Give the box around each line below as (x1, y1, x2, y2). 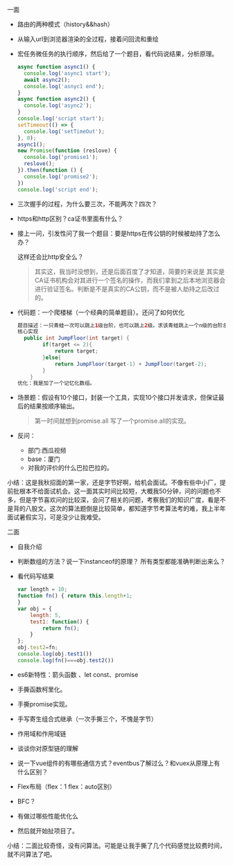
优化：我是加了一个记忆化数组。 (17, 380, 96, 387)
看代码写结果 (17, 572, 54, 580)
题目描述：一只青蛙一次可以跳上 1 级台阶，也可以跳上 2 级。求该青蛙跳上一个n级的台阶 (17, 321, 223, 329)
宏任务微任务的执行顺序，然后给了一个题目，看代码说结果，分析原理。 (17, 50, 218, 58)
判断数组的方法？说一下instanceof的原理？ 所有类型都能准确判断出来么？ (17, 557, 226, 566)
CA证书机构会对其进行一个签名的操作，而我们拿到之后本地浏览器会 (34, 276, 226, 284)
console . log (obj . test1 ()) (17, 650, 92, 657)
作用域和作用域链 (17, 729, 67, 737)
